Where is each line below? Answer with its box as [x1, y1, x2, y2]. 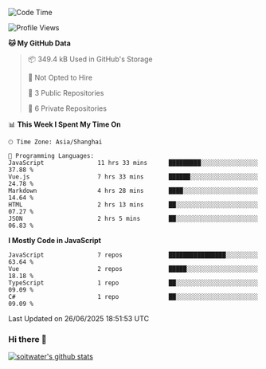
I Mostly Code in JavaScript [8, 236, 102, 245]
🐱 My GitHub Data [8, 38, 72, 48]
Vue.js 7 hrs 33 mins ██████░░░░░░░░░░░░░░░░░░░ [8, 173, 259, 181]
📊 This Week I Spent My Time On [8, 120, 121, 129]
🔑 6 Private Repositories [27, 104, 108, 113]
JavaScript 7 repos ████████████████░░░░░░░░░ [8, 251, 259, 259]
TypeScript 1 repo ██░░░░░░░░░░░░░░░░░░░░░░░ [8, 279, 259, 287]
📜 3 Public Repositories [27, 88, 104, 97]
